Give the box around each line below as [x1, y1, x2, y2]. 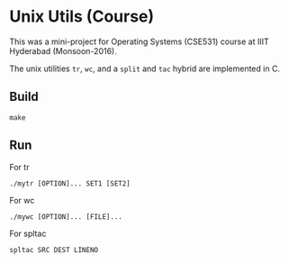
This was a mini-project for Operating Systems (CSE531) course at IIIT [9, 36, 270, 47]
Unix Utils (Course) [9, 6, 155, 27]
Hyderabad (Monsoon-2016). [9, 45, 117, 56]
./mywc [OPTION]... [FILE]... [9, 212, 123, 222]
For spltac [9, 228, 47, 239]
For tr [9, 161, 30, 172]
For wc [9, 195, 35, 205]
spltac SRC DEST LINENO [9, 245, 99, 254]
